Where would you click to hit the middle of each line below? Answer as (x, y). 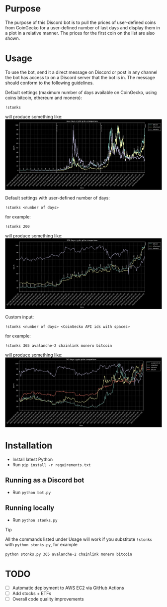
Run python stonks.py (35, 520)
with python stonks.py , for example (42, 544)
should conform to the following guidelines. (49, 83)
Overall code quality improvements (48, 599)
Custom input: (20, 317)
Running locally (30, 508)
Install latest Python (33, 459)
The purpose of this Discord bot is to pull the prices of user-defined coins (81, 22)
